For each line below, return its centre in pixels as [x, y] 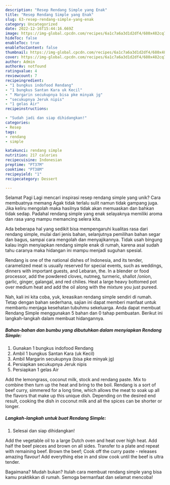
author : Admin [20, 62]
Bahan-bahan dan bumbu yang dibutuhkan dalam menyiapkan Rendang [83, 330]
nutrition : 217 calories [31, 155]
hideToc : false [21, 38]
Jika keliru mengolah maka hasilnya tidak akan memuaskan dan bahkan [80, 209]
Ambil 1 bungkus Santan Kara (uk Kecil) [53, 354]
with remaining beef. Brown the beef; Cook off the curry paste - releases [81, 452]
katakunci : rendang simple [34, 151]
